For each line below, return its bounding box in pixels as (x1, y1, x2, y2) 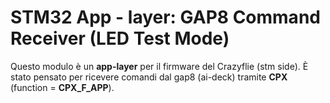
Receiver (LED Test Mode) (10, 27, 230, 50)
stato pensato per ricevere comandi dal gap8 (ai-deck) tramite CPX (10, 71, 288, 83)
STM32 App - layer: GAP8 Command (10, 6, 321, 29)
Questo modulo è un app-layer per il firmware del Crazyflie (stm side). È (10, 60, 309, 72)
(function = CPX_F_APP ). (10, 81, 115, 93)
